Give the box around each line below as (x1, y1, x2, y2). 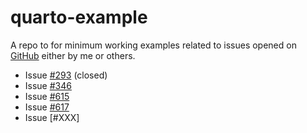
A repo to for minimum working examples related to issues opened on (10, 39, 297, 51)
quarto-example (10, 6, 148, 29)
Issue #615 (24, 90, 70, 102)
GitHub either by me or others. (10, 49, 136, 61)
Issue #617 (24, 101, 70, 113)
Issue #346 (24, 79, 72, 91)
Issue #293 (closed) (24, 69, 108, 81)
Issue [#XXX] (24, 111, 80, 123)
